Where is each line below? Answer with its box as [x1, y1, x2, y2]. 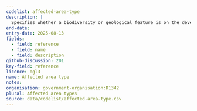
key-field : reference [6, 63, 59, 69]
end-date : [6, 25, 30, 31]
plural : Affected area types [6, 90, 77, 96]
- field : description [11, 52, 64, 58]
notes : [6, 80, 22, 86]
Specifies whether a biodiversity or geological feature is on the [11, 19, 180, 25]
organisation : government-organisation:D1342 [6, 85, 119, 91]
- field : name [11, 47, 46, 53]
